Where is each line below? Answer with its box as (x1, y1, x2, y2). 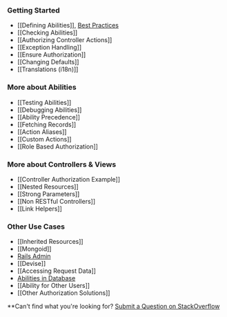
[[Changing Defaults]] (17, 58, 79, 66)
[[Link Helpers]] (17, 204, 62, 213)
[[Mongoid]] (17, 244, 52, 253)
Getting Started (7, 6, 60, 15)
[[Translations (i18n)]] (17, 65, 79, 74)
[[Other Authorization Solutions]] (17, 289, 110, 297)
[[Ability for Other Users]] (17, 282, 90, 290)
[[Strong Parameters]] (17, 189, 80, 198)
